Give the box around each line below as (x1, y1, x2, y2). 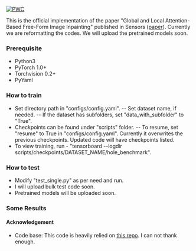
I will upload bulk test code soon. (14, 183, 96, 190)
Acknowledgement (6, 219, 54, 226)
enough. (14, 238, 35, 245)
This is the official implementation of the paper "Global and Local (6, 17, 164, 24)
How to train (6, 92, 43, 100)
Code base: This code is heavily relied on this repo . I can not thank (14, 232, 177, 239)
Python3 (14, 58, 35, 65)
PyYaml (14, 77, 34, 84)
